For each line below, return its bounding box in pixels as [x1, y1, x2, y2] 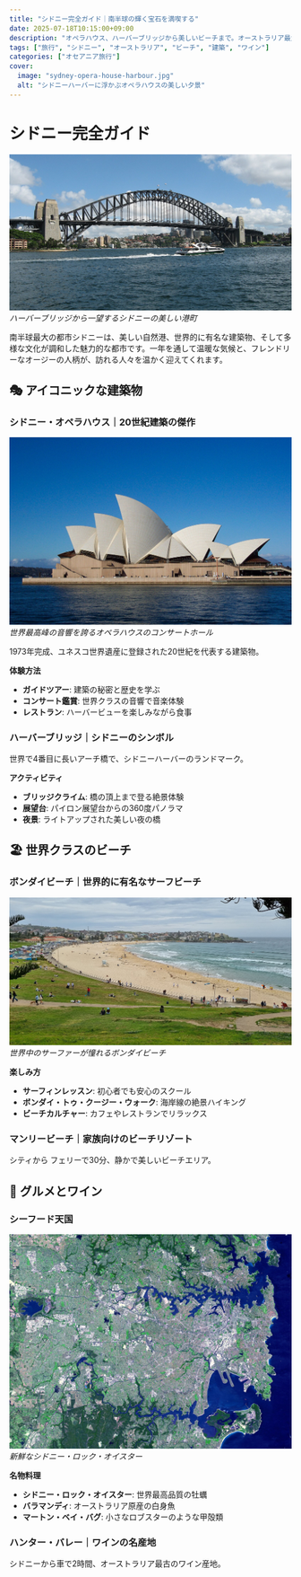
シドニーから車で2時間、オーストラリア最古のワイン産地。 [9, 1558, 226, 1569]
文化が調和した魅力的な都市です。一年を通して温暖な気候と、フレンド [24, 342, 283, 354]
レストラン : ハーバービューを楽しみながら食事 [21, 706, 193, 718]
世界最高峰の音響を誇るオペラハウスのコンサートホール [9, 627, 213, 638]
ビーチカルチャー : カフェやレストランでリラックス [21, 1107, 208, 1118]
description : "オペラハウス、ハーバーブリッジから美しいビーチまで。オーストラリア [9, 33, 285, 42]
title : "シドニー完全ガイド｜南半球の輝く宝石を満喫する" [9, 14, 199, 23]
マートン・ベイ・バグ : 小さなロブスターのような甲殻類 [21, 1511, 224, 1522]
